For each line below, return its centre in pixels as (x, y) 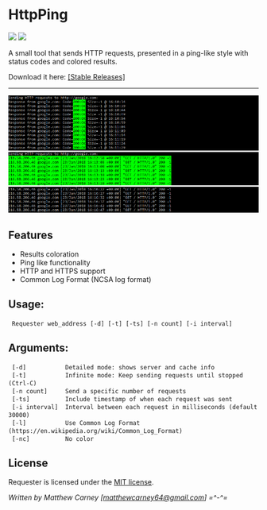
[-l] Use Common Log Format (76, 423)
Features (31, 235)
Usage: (27, 305)
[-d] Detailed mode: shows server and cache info (113, 367)
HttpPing (39, 15)
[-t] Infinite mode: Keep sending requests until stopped (128, 375)
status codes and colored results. (63, 61)
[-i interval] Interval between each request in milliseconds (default (135, 407)
